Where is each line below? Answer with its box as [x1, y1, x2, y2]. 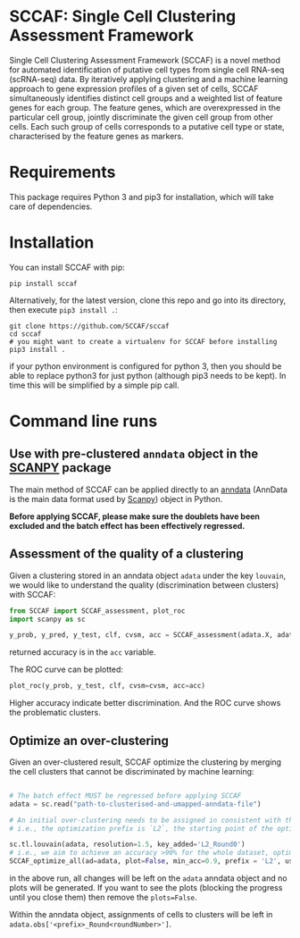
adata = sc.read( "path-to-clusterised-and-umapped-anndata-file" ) [9, 800, 262, 808]
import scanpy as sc [9, 615, 87, 624]
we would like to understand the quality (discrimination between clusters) [9, 579, 279, 590]
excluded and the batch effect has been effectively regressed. [9, 520, 246, 531]
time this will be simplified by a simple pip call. [9, 380, 180, 390]
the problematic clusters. [9, 708, 101, 718]
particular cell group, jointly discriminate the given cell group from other [9, 112, 274, 122]
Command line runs [9, 411, 158, 431]
